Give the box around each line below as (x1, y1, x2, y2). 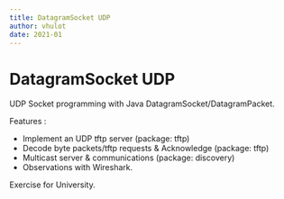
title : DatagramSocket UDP (9, 13, 111, 23)
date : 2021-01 (9, 30, 63, 39)
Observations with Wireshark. (22, 162, 133, 173)
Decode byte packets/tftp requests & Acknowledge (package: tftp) (22, 143, 270, 154)
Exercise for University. (9, 179, 96, 190)
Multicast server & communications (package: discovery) (22, 152, 235, 163)
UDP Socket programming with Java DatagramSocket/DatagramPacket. (9, 98, 275, 109)
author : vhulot (9, 22, 67, 31)
